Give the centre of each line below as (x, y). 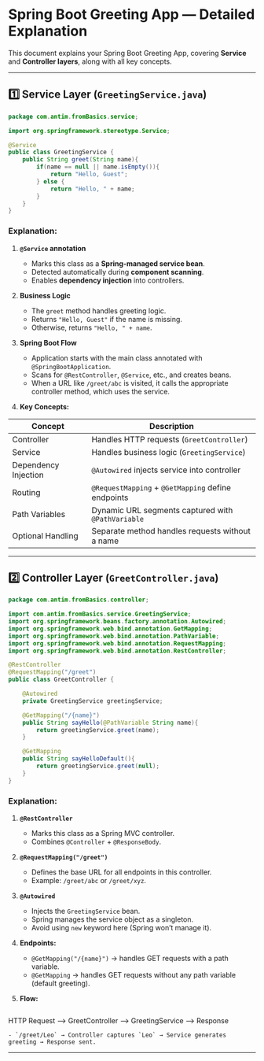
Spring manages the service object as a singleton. (112, 919)
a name (105, 541)
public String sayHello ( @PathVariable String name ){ (110, 723)
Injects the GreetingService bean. (86, 911)
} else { (51, 181)
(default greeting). (60, 983)
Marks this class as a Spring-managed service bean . (118, 263)
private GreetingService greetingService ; (93, 701)
